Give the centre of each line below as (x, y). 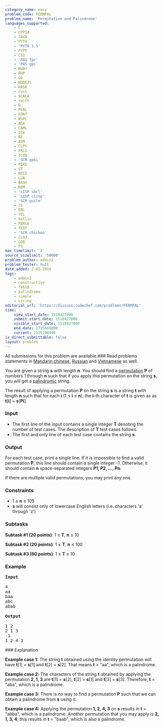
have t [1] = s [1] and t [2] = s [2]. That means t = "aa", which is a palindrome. (81, 664)
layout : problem (22, 342)
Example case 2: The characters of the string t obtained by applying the (78, 674)
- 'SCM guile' (28, 201)
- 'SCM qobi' (27, 160)
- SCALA (22, 96)
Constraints (20, 491)
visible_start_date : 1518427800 (47, 324)
